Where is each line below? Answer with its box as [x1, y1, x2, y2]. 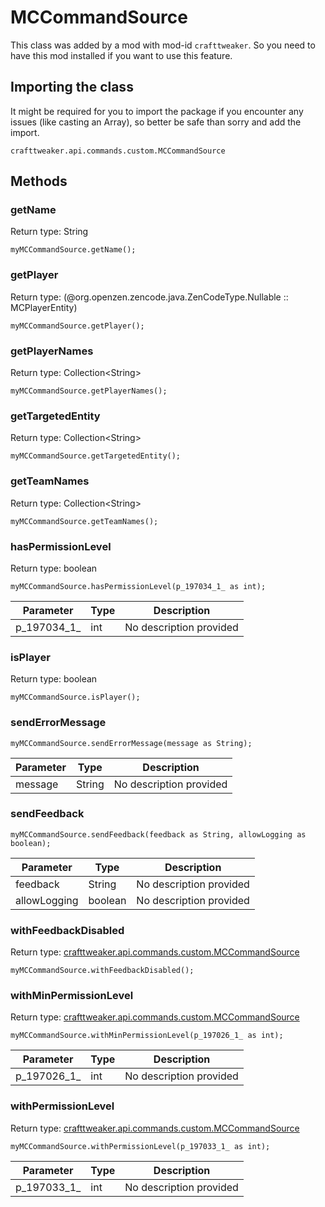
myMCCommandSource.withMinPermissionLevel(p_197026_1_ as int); [10, 1031, 284, 1041]
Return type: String [10, 226, 89, 238]
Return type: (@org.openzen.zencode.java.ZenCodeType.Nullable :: [10, 291, 289, 303]
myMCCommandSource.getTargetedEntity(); [10, 451, 182, 461]
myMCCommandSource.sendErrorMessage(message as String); [10, 738, 253, 748]
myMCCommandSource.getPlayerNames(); [10, 386, 168, 396]
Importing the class [10, 79, 134, 96]
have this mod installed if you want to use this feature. [10, 49, 233, 61]
